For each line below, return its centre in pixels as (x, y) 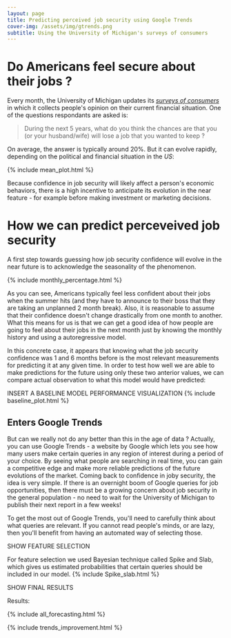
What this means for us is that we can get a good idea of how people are (110, 323)
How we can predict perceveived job (114, 226)
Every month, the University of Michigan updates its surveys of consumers (113, 101)
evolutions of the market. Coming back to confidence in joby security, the (111, 475)
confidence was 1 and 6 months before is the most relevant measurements (113, 358)
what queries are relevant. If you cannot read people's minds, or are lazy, (111, 525)
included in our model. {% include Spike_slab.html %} (83, 574)
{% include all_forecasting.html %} (56, 614)
